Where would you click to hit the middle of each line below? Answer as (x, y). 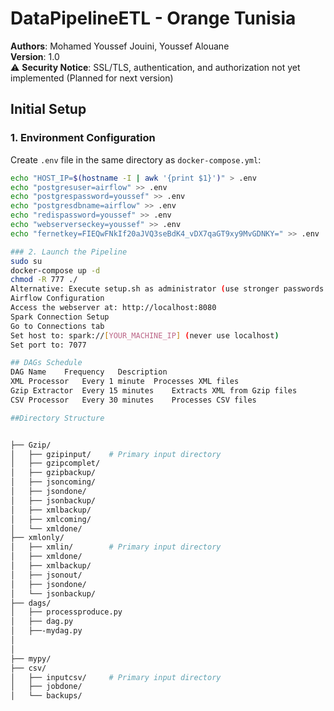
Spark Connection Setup (60, 317)
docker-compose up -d (55, 270)
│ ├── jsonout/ (46, 575)
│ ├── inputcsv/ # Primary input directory (116, 677)
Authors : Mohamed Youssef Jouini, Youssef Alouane (120, 46)
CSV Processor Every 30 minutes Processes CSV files (133, 400)
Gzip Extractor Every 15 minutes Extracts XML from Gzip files (154, 391)
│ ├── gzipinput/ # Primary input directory (116, 454)
